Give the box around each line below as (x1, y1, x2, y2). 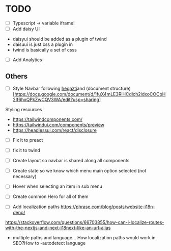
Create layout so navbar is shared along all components (12, 158, 130, 164)
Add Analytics (12, 57, 42, 63)
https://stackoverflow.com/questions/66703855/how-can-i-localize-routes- (5, 219, 164, 225)
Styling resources (5, 107, 42, 112)
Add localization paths (12, 204, 60, 210)
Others (5, 72, 28, 81)
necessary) (12, 173, 37, 180)
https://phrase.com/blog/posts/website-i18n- (61, 204, 155, 210)
